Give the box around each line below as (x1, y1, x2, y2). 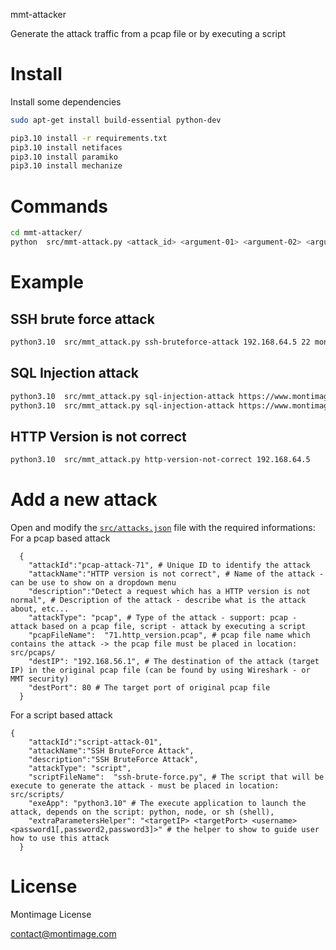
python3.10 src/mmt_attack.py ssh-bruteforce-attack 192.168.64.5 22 (10, 337, 311, 347)
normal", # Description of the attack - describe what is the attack (10, 595, 307, 606)
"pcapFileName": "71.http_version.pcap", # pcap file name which (28, 630, 311, 641)
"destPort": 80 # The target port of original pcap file (28, 683, 271, 693)
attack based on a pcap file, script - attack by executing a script (10, 622, 307, 632)
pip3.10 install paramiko (10, 152, 118, 162)
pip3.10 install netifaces (10, 142, 123, 153)
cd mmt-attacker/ (10, 228, 83, 238)
